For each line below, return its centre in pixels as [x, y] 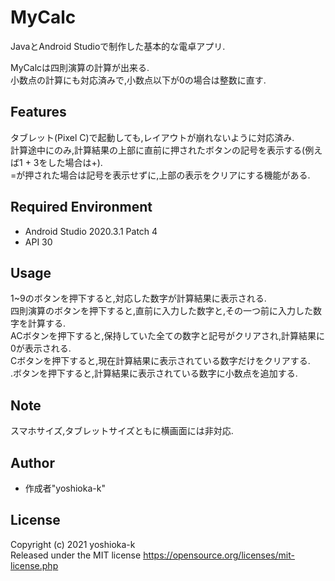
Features [38, 112]
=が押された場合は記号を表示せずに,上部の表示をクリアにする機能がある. [160, 175]
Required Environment [81, 207]
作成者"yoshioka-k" [65, 488]
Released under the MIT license [76, 555]
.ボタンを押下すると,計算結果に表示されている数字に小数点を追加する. [154, 373]
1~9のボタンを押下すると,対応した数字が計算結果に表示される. [138, 298]
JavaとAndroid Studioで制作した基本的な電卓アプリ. [118, 46]
